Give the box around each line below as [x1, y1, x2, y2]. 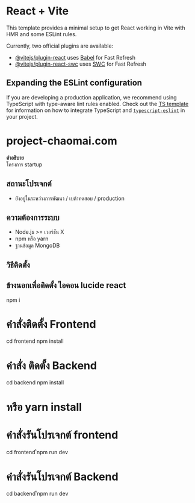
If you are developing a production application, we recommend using [6, 93, 177, 101]
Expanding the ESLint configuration [6, 78, 143, 88]
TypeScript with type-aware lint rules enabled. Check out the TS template [6, 100, 189, 107]
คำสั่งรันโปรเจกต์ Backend [6, 470, 119, 483]
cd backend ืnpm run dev [6, 490, 69, 498]
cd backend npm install [6, 379, 64, 386]
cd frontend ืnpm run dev [6, 448, 68, 455]
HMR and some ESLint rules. [6, 30, 77, 37]
